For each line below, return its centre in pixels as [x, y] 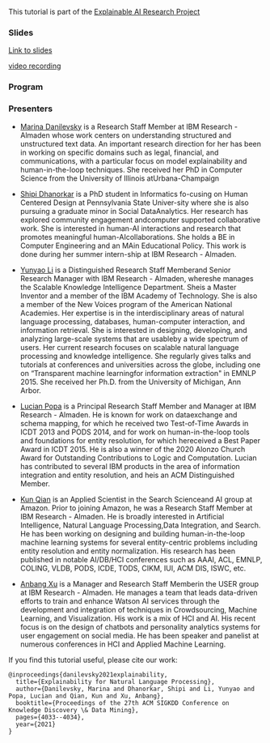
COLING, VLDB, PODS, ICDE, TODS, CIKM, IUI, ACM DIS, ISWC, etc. [133, 568]
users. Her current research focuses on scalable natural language [129, 347]
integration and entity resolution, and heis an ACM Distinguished [127, 475]
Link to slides [30, 50]
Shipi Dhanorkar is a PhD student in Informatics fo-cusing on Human [134, 194]
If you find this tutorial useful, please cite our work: [93, 660]
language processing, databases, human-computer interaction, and [132, 321]
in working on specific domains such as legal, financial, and [119, 152]
